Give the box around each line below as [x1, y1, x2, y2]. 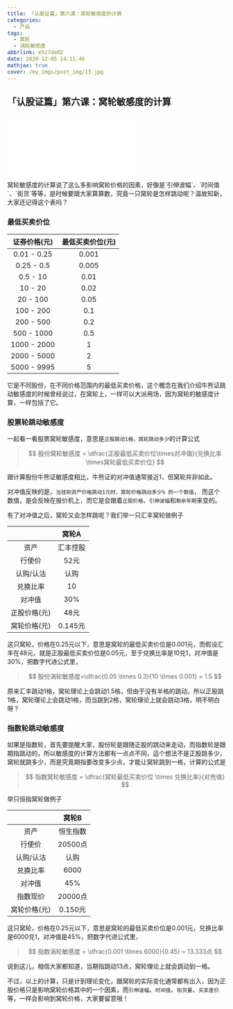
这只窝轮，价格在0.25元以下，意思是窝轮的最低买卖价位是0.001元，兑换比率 [7, 924, 224, 933]
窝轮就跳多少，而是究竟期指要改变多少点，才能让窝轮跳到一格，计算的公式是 [7, 758, 226, 766]
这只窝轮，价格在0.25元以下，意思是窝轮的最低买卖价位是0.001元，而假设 [7, 640, 218, 648]
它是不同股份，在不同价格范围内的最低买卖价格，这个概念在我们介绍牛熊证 [7, 380, 220, 389]
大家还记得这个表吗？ [7, 198, 68, 207]
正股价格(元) [10, 608, 51, 617]
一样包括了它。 [19, 398, 62, 407]
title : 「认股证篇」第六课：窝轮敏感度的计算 [7, 10, 123, 17]
